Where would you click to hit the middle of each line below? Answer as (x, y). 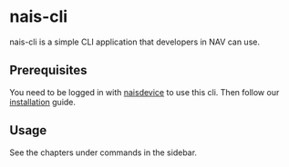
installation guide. (42, 102)
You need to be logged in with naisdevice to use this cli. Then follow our (144, 92)
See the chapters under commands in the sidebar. (103, 152)
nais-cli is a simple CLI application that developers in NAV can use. (134, 42)
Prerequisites (48, 70)
